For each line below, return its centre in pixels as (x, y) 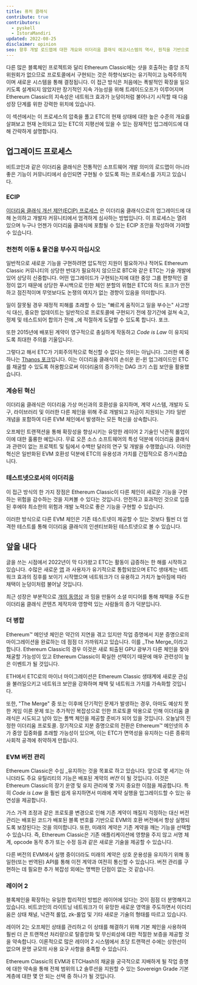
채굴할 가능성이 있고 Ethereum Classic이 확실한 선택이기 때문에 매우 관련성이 (95, 656)
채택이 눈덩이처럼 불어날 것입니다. (45, 584)
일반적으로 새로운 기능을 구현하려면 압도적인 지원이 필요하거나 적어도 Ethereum (97, 263)
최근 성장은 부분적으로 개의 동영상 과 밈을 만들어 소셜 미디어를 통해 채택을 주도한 (98, 597)
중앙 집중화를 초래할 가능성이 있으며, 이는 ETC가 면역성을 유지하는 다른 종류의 (101, 733)
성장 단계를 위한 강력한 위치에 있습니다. (51, 104)
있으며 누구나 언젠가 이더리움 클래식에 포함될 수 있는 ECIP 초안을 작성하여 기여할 (98, 225)
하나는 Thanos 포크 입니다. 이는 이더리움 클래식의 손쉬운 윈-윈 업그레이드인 (92, 360)
